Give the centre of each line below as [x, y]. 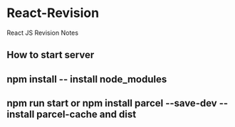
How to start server [51, 55]
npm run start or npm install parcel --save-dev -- [117, 103]
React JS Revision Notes [43, 33]
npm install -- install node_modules [87, 79]
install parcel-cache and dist [72, 115]
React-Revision [53, 13]
